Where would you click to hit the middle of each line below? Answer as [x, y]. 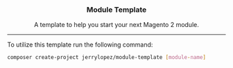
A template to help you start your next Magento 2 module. [116, 25]
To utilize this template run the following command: [80, 45]
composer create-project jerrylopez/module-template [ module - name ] [107, 58]
